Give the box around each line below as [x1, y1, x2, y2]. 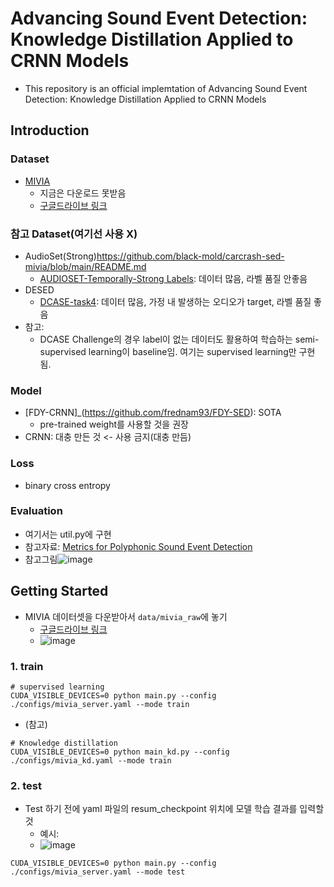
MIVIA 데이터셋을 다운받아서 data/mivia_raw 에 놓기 [24, 610, 228, 622]
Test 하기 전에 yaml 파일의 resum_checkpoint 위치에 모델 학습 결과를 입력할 [24, 803, 325, 815]
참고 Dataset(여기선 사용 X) [10, 227, 138, 241]
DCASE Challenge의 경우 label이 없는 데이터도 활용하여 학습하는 [39, 333, 293, 345]
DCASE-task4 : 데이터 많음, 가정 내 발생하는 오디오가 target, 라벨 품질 [39, 295, 312, 307]
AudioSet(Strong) [24, 250, 97, 262]
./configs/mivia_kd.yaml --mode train [10, 755, 172, 766]
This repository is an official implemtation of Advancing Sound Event [24, 82, 308, 94]
